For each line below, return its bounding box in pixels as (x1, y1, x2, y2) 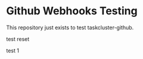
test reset (6, 35, 30, 42)
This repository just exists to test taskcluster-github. (6, 24, 134, 31)
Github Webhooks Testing (6, 4, 138, 18)
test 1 (6, 46, 20, 54)
